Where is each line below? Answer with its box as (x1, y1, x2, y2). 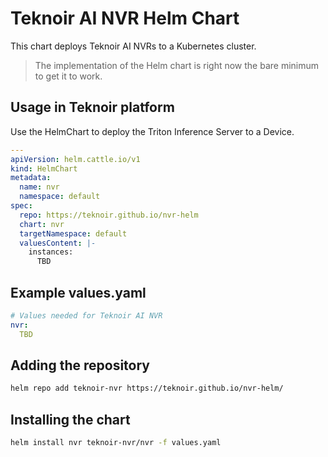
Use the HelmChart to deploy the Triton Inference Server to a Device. (10, 125, 295, 137)
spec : (10, 201, 33, 211)
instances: (28, 247, 74, 257)
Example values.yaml (10, 284, 147, 301)
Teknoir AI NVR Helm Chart (10, 7, 240, 30)
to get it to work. (34, 70, 103, 82)
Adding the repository (10, 357, 150, 374)
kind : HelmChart (10, 163, 78, 174)
